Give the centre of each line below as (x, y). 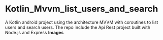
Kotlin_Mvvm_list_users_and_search (82, 9)
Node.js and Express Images (34, 32)
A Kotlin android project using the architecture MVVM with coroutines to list (82, 22)
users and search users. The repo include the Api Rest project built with (78, 27)
